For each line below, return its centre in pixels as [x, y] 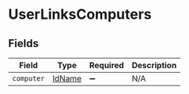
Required [106, 65]
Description [154, 65]
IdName [67, 78]
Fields [24, 43]
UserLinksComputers [80, 14]
